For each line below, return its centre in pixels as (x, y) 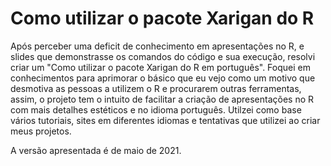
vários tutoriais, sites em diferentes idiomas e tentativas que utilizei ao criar (165, 120)
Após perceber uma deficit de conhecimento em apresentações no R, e (157, 46)
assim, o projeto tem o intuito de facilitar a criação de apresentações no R (162, 99)
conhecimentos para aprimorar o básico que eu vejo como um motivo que (163, 78)
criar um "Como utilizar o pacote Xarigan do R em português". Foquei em (160, 67)
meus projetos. (41, 131)
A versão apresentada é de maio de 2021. (96, 150)
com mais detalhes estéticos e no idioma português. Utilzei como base (156, 109)
